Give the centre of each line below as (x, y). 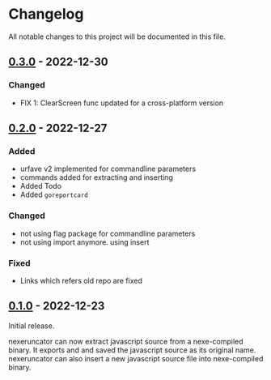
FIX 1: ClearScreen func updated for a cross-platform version (122, 103)
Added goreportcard (54, 194)
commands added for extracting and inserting (97, 177)
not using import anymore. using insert (85, 242)
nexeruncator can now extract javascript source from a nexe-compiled (126, 341)
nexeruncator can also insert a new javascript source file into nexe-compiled (136, 358)
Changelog (46, 14)
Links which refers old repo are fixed (81, 280)
